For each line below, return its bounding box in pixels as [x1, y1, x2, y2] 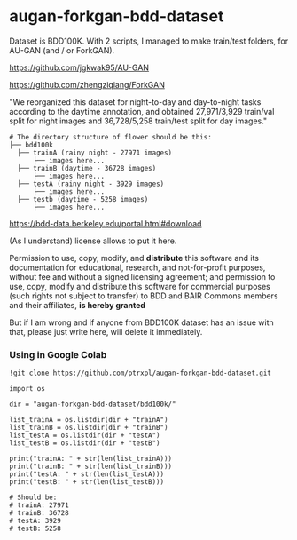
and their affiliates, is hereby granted [9, 299, 146, 310]
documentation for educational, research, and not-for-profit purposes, [9, 262, 266, 273]
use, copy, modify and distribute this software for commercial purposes [9, 281, 270, 291]
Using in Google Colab [9, 348, 107, 361]
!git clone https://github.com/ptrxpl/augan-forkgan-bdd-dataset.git [9, 369, 272, 378]
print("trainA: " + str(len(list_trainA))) [9, 455, 173, 464]
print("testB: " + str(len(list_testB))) [9, 478, 165, 487]
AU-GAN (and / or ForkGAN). [9, 44, 115, 55]
